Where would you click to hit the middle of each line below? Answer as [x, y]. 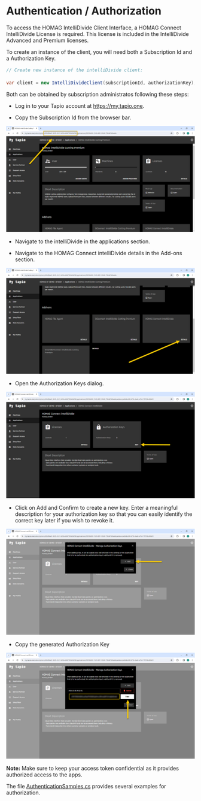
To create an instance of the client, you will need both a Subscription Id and [99, 52]
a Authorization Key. [31, 58]
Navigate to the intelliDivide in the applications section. [83, 241]
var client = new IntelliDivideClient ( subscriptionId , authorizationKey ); [101, 83]
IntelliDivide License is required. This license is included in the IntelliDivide [98, 34]
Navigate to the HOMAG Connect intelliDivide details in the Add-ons [98, 253]
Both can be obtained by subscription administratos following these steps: [98, 94]
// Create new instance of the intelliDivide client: [75, 70]
